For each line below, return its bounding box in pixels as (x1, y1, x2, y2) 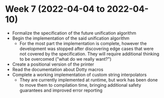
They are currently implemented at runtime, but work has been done (19, 77, 158, 83)
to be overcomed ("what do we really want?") (19, 56, 112, 62)
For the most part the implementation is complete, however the (19, 40, 147, 46)
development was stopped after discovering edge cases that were (19, 46, 154, 51)
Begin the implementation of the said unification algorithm (12, 35, 130, 41)
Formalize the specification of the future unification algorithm (12, 30, 137, 36)
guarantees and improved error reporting (19, 87, 103, 93)
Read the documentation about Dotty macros (12, 66, 104, 72)
